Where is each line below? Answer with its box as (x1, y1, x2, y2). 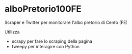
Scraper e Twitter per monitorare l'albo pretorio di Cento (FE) (4, 19, 128, 25)
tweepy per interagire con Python (11, 43, 79, 49)
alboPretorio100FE (4, 3, 81, 15)
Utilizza (4, 29, 20, 35)
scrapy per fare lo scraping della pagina (11, 38, 93, 44)
